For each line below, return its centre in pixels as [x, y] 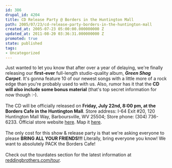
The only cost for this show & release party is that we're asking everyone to [85, 133]
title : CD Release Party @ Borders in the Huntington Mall [70, 19]
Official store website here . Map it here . [60, 122]
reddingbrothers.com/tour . [33, 160]
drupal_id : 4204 [23, 15]
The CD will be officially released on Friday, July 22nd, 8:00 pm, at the [81, 106]
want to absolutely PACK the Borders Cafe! [50, 143]
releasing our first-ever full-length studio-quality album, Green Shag [78, 73]
